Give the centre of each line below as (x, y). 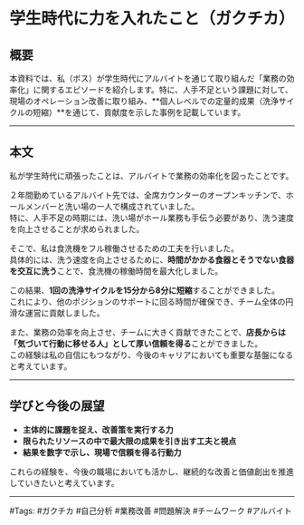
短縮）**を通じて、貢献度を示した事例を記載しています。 (139, 112)
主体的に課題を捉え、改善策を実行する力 (98, 429)
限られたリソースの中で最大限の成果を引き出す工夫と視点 (129, 441)
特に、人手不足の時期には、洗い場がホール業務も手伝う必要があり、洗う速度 (152, 218)
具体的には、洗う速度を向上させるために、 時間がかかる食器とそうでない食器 (152, 259)
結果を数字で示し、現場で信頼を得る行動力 (102, 452)
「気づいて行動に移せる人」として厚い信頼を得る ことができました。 (136, 343)
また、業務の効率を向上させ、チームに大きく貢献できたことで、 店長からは (148, 332)
